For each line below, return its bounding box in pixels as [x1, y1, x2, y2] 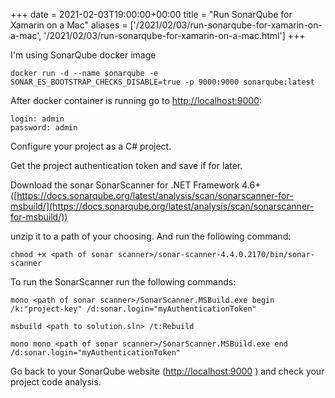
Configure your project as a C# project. [10, 140, 172, 152]
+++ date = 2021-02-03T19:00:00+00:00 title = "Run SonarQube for [10, 9, 293, 20]
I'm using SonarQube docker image [10, 49, 157, 61]
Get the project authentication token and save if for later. [10, 160, 243, 171]
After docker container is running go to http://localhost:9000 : [10, 95, 262, 106]
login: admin [10, 114, 65, 124]
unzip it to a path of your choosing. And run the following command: [10, 230, 292, 242]
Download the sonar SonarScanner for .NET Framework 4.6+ [10, 179, 262, 191]
